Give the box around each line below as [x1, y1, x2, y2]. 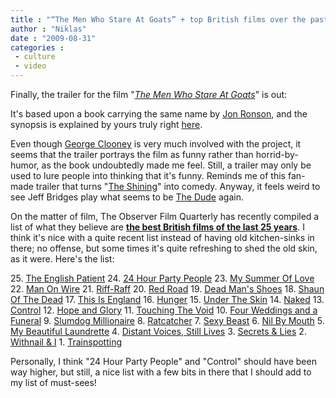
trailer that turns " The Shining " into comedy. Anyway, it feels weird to [35, 181, 321, 192]
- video [14, 61, 47, 71]
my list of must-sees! [10, 377, 97, 388]
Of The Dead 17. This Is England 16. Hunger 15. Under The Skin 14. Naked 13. [10, 294, 325, 305]
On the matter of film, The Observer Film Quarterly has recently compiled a [10, 211, 320, 222]
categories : [10, 42, 65, 53]
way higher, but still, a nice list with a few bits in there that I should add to [10, 366, 312, 378]
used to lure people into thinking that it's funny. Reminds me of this [10, 170, 287, 181]
